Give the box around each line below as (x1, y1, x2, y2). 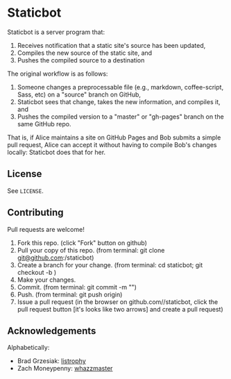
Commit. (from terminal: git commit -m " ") (17, 283, 137, 291)
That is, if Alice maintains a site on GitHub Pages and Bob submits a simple (7, 133, 221, 142)
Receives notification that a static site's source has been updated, (17, 41, 206, 49)
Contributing (7, 207, 64, 219)
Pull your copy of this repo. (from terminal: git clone (17, 246, 165, 254)
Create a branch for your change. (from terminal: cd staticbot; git (17, 260, 203, 269)
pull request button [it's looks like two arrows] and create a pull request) (17, 305, 223, 313)
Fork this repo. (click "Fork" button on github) (17, 238, 148, 247)
